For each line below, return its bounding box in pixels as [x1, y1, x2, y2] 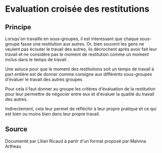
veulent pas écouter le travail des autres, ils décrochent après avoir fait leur [5, 46, 158, 52]
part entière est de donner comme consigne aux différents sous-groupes [5, 71, 153, 77]
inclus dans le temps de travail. [5, 57, 68, 62]
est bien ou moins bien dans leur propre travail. [5, 111, 100, 117]
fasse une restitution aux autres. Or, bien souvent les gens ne [20, 41, 144, 47]
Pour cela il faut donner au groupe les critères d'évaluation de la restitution [5, 86, 156, 91]
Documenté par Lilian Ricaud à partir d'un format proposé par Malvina [5, 138, 146, 144]
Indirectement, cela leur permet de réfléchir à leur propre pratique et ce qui [5, 106, 157, 111]
